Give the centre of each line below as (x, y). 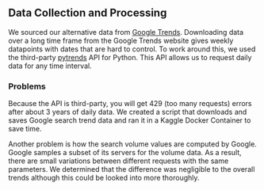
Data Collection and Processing (88, 13)
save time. (25, 129)
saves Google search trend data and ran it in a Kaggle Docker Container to (130, 120)
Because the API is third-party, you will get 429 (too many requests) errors (130, 104)
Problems (27, 86)
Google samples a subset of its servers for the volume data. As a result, (125, 153)
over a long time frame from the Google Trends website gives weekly (121, 40)
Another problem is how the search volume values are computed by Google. (133, 144)
